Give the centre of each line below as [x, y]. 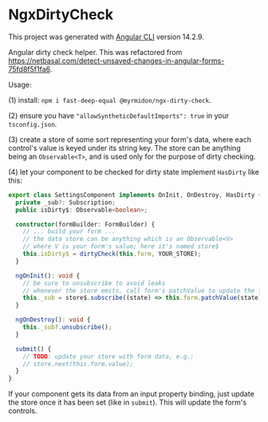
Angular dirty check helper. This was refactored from [95, 52]
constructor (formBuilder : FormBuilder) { [85, 224]
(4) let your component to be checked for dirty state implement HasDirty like [134, 172]
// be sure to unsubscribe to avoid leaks [94, 283]
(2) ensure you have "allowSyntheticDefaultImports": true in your [119, 115]
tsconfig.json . [33, 124]
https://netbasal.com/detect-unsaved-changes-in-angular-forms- [116, 61]
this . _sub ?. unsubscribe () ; [67, 327]
